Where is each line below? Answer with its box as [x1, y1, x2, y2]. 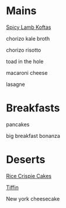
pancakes [6, 121, 30, 128]
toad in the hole [6, 58, 44, 65]
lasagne [6, 81, 25, 88]
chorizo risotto [6, 46, 41, 54]
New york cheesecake [6, 195, 60, 202]
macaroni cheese [6, 69, 48, 76]
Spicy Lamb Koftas [6, 24, 51, 31]
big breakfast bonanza [6, 132, 60, 139]
